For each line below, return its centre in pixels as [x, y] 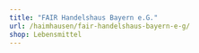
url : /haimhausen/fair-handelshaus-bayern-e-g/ [100, 26]
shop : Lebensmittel [46, 34]
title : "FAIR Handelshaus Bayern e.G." [84, 18]
